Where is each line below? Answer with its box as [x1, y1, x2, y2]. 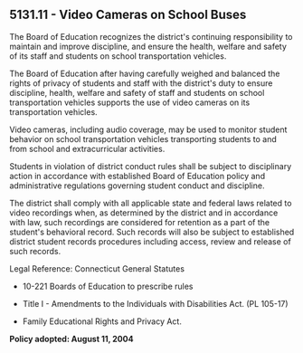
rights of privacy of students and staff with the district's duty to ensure [9, 77, 273, 89]
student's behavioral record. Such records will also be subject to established [9, 226, 295, 237]
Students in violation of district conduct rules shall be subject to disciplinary [9, 160, 292, 171]
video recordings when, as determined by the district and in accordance [9, 207, 279, 218]
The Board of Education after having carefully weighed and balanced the [9, 68, 280, 79]
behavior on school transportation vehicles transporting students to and [9, 133, 278, 144]
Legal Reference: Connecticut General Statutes [9, 262, 185, 274]
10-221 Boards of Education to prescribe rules [22, 281, 194, 291]
